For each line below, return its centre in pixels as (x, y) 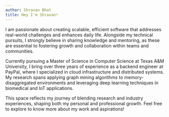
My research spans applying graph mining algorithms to (64, 77)
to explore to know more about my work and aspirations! (65, 109)
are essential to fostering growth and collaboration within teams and (77, 45)
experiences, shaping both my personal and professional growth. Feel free (84, 103)
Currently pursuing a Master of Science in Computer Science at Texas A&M (85, 61)
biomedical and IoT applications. (39, 88)
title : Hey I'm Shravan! (32, 15)
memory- (134, 77)
